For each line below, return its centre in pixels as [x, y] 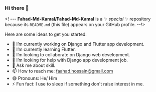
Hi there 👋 [17, 8]
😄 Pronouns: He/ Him [34, 78]
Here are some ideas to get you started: [46, 34]
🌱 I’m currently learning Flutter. [44, 49]
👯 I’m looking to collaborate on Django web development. [71, 55]
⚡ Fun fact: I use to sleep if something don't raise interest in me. [78, 84]
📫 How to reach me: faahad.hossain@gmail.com [62, 71]
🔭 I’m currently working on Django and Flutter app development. [78, 44]
